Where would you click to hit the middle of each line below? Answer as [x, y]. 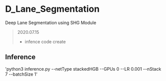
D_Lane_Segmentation [53, 9]
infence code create [45, 41]
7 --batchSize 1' [21, 74]
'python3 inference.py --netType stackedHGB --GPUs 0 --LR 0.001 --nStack [83, 69]
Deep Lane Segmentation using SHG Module [51, 23]
